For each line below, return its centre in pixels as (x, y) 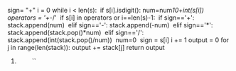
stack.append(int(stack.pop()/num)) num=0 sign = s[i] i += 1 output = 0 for (118, 40)
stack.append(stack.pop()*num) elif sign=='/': (76, 32)
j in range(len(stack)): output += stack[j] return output (86, 47)
